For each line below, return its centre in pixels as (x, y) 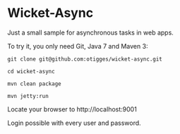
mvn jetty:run (28, 96)
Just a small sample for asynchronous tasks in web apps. (91, 32)
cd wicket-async (31, 71)
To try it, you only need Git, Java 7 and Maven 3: (78, 46)
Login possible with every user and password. (74, 123)
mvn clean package (34, 84)
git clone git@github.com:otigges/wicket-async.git (85, 59)
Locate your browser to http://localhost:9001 (72, 109)
